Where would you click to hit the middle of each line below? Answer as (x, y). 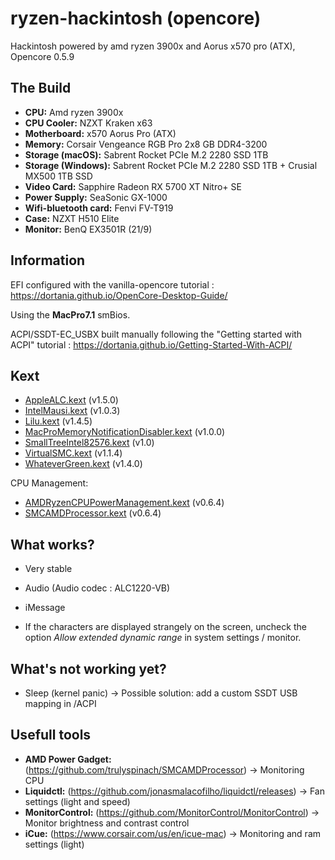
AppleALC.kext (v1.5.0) (71, 400)
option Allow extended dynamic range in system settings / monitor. (163, 638)
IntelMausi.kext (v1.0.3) (72, 411)
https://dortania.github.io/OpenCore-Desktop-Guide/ (119, 295)
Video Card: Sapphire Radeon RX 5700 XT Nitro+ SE (133, 186)
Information (48, 260)
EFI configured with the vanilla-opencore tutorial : (112, 284)
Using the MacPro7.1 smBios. (70, 314)
